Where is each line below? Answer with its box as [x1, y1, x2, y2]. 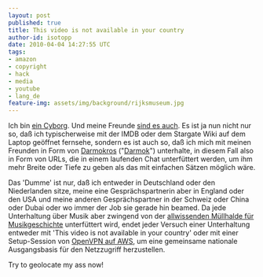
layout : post [8, 11, 51, 20]
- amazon [8, 56, 37, 64]
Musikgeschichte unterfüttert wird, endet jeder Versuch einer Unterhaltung [8, 220, 250, 229]
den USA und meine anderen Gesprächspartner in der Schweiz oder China [8, 194, 250, 205]
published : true [8, 19, 61, 27]
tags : [8, 48, 26, 56]
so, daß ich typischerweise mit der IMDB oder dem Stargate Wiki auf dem [8, 129, 246, 138]
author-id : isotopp [8, 33, 72, 42]
